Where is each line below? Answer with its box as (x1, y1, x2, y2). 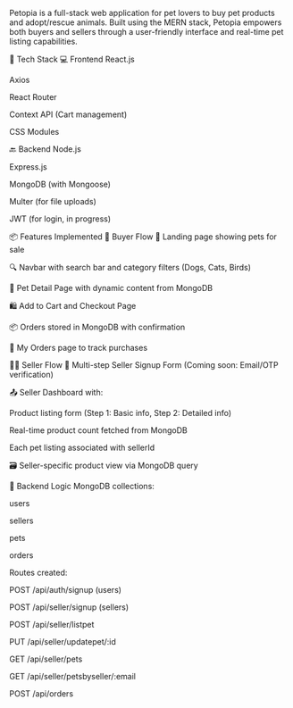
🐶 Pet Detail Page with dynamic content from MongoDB (9, 283, 213, 293)
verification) (9, 370, 54, 379)
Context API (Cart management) (9, 109, 128, 120)
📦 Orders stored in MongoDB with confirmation (9, 321, 186, 332)
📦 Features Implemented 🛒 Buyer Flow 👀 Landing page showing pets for (9, 231, 277, 242)
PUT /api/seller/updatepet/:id (9, 637, 116, 646)
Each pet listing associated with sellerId (9, 442, 155, 453)
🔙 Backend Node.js (9, 144, 82, 154)
